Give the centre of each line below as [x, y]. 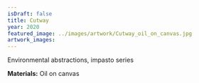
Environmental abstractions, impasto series [70, 60]
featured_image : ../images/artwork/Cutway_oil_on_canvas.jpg [100, 33]
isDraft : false [30, 14]
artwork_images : [31, 40]
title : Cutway [28, 20]
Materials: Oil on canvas [43, 74]
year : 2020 [23, 27]
